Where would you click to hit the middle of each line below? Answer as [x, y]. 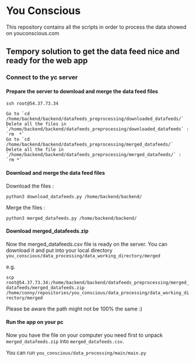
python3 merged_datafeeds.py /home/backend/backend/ [72, 218]
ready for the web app [47, 61]
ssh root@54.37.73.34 [32, 104]
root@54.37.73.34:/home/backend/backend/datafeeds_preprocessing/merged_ [98, 282]
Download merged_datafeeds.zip [47, 231]
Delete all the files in [36, 124]
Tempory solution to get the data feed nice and [93, 52]
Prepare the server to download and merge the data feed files [82, 91]
